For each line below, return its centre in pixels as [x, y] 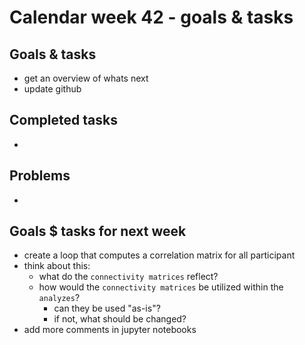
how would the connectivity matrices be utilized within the [161, 287]
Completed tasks [63, 120]
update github [52, 89]
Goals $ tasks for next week [98, 231]
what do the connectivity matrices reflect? [128, 277]
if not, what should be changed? [120, 319]
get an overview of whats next [86, 78]
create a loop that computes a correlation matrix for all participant [159, 255]
